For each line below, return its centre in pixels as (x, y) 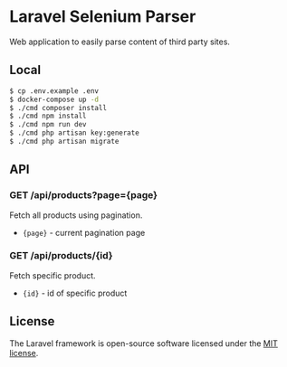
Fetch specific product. (53, 275)
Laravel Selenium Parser (103, 17)
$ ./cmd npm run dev (48, 125)
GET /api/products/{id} (61, 256)
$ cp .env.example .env (54, 91)
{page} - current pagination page (84, 232)
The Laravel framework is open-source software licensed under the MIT (144, 343)
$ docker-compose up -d (54, 99)
